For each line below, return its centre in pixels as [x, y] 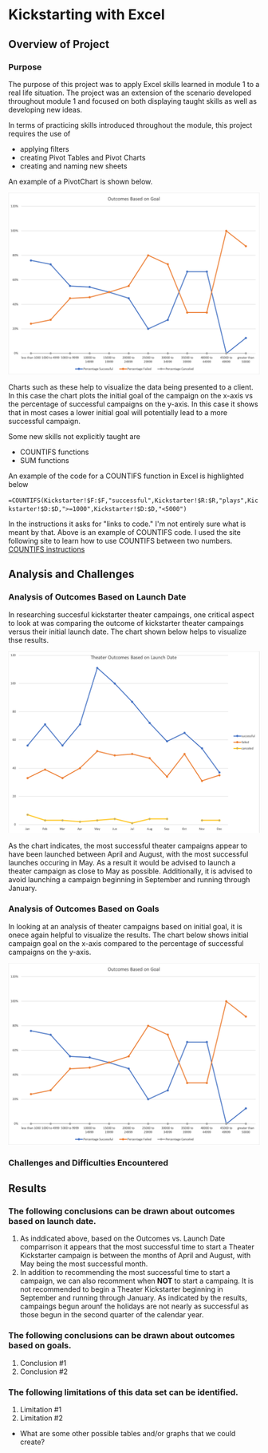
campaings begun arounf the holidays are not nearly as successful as [134, 1306]
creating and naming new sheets [73, 166]
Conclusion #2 [44, 1372]
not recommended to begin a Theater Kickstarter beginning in [121, 1289]
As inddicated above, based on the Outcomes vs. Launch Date [122, 1238]
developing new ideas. [45, 109]
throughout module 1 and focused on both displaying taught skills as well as [133, 101]
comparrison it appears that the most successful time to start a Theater [137, 1247]
